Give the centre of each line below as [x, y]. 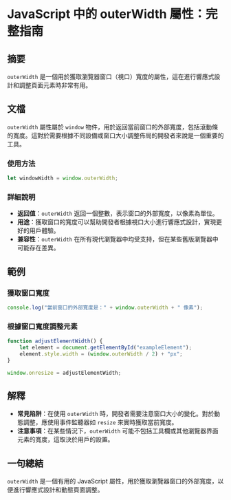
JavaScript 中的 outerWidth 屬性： [107, 14]
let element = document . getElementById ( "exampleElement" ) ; [106, 348]
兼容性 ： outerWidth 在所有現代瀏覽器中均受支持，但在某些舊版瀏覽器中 [118, 239]
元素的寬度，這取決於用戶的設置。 [65, 439]
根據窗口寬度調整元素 [42, 326]
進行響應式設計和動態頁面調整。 [58, 490]
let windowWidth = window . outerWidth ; [63, 178]
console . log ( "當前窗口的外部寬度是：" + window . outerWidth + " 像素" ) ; [105, 307]
